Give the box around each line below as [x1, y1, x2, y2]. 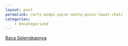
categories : [5, 16, 30, 21]
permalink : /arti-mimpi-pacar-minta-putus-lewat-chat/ [5, 12, 123, 17]
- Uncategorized [14, 21, 49, 26]
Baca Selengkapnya [5, 35, 47, 41]
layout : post [5, 7, 33, 12]
